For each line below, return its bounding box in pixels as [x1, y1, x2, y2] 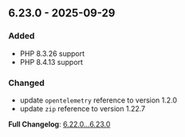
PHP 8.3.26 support [19, 48, 85, 58]
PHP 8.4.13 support [19, 57, 84, 66]
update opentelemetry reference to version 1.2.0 [19, 95, 178, 105]
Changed [8, 77, 45, 88]
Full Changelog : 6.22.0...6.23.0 [8, 119, 111, 129]
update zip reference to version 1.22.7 [19, 103, 146, 113]
